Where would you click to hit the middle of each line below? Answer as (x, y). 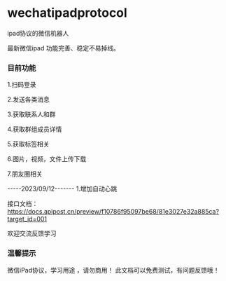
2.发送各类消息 (29, 100)
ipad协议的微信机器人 (38, 33)
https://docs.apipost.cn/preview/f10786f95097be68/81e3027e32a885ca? (113, 212)
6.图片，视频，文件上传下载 (47, 159)
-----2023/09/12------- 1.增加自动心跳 (62, 189)
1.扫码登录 (22, 85)
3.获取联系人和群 (31, 114)
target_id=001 (27, 219)
